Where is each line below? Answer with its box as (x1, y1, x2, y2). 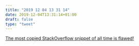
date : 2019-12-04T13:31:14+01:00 (5, 12, 77, 17)
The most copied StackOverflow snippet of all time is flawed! (5, 35, 134, 41)
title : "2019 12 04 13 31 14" (5, 7, 70, 13)
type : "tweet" (5, 21, 36, 27)
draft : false (5, 17, 33, 22)
